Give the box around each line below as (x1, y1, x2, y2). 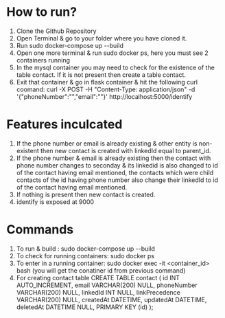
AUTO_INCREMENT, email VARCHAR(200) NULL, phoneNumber (16, 281, 198, 289)
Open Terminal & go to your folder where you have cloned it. (16, 34, 187, 42)
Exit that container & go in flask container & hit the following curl (16, 78, 198, 86)
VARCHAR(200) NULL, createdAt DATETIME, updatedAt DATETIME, (16, 295, 207, 304)
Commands (6, 222, 74, 238)
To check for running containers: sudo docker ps (16, 251, 155, 260)
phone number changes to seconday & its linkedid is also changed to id (16, 161, 218, 169)
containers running (16, 56, 70, 64)
